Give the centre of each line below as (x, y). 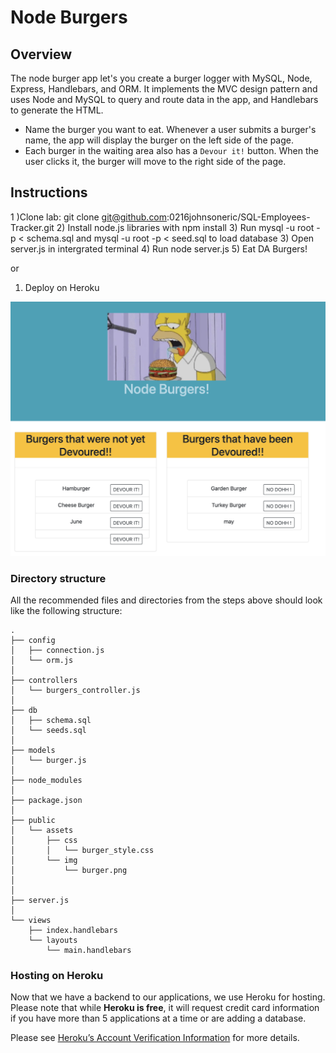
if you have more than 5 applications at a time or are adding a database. (158, 1018)
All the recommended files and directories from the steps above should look (166, 600)
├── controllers (44, 681)
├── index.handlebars (73, 931)
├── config (33, 641)
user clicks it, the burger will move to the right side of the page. (155, 161)
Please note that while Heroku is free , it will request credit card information (165, 1008)
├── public (33, 821)
